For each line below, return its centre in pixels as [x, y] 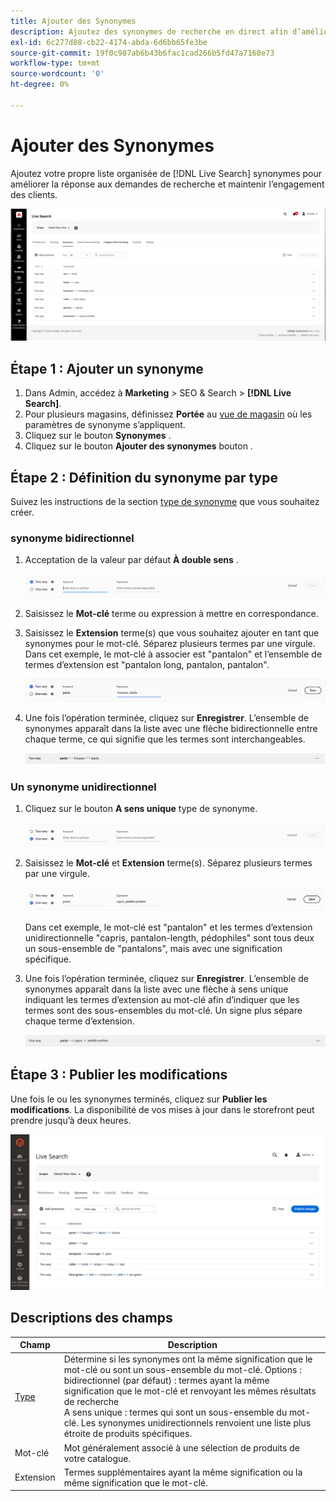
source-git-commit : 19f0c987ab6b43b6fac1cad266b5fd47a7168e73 [142, 53]
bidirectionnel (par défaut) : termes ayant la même [166, 1381]
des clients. [34, 194]
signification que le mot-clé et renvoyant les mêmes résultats [190, 1391]
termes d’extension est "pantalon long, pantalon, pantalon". [147, 664]
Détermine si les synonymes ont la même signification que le [188, 1359]
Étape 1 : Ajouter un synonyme [107, 368]
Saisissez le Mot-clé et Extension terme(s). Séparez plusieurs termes [168, 863]
